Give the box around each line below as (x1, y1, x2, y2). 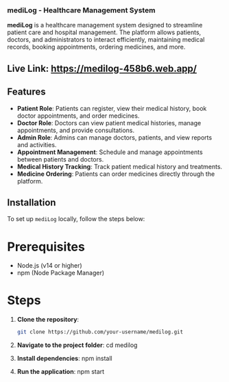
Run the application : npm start (16, 368, 105, 376)
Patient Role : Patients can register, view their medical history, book (16, 104, 207, 112)
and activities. (16, 140, 57, 149)
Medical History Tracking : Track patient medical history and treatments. (16, 162, 223, 170)
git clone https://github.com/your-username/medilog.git (16, 329, 184, 335)
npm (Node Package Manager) (16, 269, 105, 277)
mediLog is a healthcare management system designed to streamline (7, 21, 203, 29)
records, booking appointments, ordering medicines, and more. (7, 43, 186, 51)
